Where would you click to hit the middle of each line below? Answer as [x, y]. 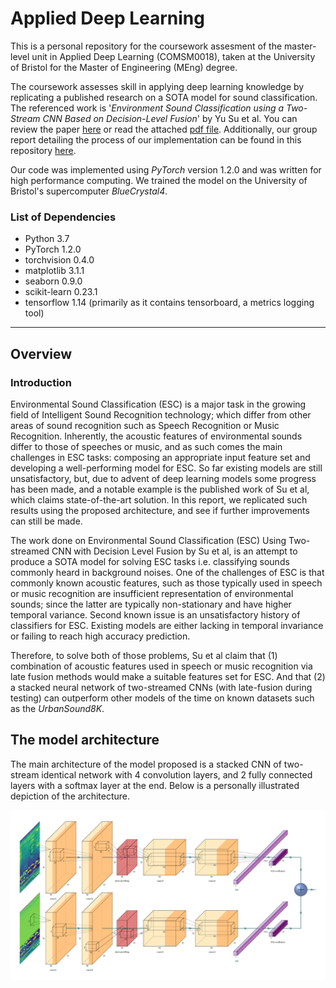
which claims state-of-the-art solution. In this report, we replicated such [159, 499]
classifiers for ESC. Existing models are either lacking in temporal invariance [167, 625]
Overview [41, 353]
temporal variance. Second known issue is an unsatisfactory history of [155, 614]
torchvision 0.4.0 [59, 260]
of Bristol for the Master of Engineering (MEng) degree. [124, 67]
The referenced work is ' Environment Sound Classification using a [147, 108]
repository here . [43, 150]
